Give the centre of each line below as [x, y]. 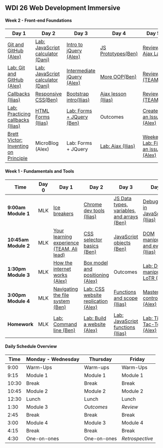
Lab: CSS [94, 289]
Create [150, 110]
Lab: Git [16, 68]
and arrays [126, 216]
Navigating [66, 289]
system [62, 301]
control [151, 298]
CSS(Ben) [47, 100]
